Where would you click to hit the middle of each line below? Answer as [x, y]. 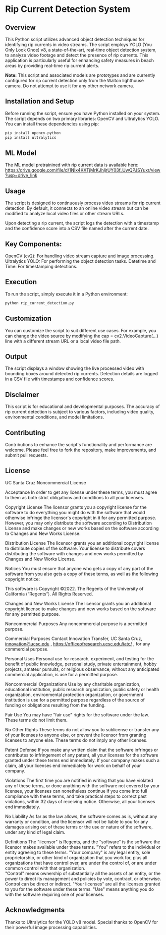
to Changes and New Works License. [43, 533]
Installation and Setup [40, 101]
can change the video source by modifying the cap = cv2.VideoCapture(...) [82, 336]
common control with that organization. [45, 868]
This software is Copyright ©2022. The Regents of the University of [74, 588]
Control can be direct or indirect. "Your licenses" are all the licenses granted [83, 884]
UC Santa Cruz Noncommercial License [46, 482]
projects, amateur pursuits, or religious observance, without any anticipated [82, 669]
